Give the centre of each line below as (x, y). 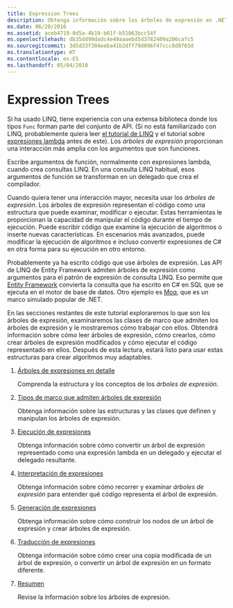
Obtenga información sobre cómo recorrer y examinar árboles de (111, 487)
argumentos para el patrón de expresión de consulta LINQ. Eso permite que (115, 277)
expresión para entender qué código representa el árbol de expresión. (118, 494)
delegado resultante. (47, 459)
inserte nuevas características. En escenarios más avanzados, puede (106, 234)
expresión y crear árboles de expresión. (74, 528)
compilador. (24, 184)
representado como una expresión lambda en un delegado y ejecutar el (119, 453)
